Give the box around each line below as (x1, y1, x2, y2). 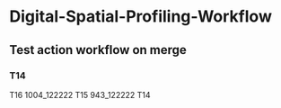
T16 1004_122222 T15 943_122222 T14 (9, 89, 151, 100)
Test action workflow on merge (9, 42, 187, 58)
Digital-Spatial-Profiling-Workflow (9, 6, 272, 27)
